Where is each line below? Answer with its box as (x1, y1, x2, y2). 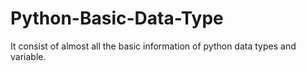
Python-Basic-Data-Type (10, 7, 224, 30)
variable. (10, 50, 47, 62)
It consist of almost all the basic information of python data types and (10, 40, 297, 52)
